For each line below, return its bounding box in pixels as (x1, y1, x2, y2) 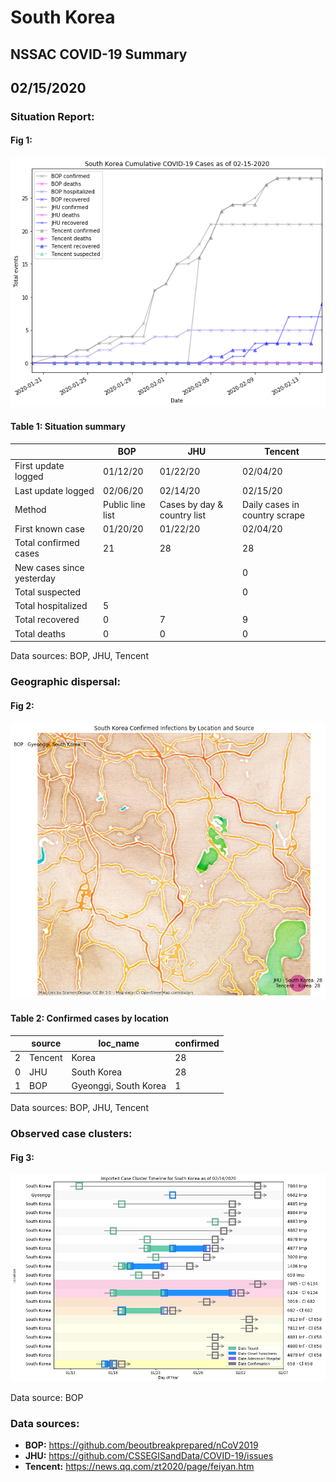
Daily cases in (242, 498, 300, 510)
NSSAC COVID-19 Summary (10, 46, 188, 63)
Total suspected (14, 586, 81, 598)
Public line (103, 498, 146, 510)
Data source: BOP (10, 1391, 84, 1403)
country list (159, 509, 207, 521)
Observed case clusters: (10, 1127, 133, 1141)
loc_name (98, 1037, 140, 1050)
